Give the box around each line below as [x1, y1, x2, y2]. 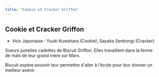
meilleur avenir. [5, 67, 35, 73]
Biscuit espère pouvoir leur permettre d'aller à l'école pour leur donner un [5, 62, 153, 68]
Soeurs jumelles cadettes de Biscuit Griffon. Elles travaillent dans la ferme [5, 47, 153, 54]
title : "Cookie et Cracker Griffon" [5, 7, 79, 12]
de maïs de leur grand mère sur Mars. [5, 53, 81, 58]
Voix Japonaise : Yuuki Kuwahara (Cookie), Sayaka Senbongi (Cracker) [12, 38, 155, 44]
